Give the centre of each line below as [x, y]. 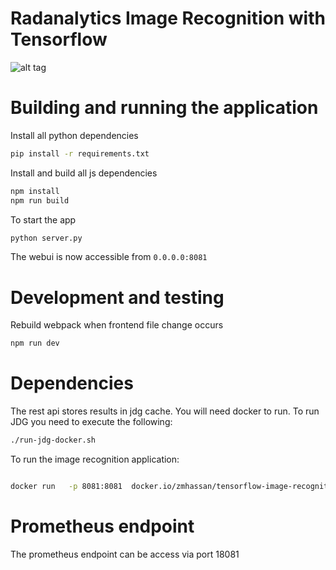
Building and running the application [164, 108]
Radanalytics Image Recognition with [168, 18]
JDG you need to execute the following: [91, 422]
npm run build [40, 200]
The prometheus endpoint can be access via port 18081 [125, 554]
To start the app [43, 219]
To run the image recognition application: [95, 459]
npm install [35, 191]
